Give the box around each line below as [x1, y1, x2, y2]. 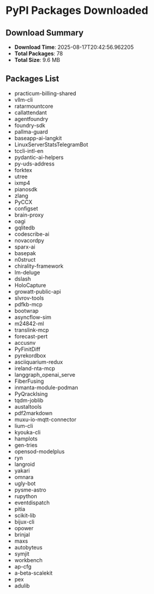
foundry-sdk [14, 122, 46, 129]
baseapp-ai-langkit [14, 134, 62, 141]
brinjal [14, 531, 31, 538]
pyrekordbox [14, 351, 46, 359]
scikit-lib [14, 512, 36, 519]
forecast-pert [14, 332, 48, 340]
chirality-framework [14, 262, 64, 270]
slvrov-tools [14, 294, 45, 302]
